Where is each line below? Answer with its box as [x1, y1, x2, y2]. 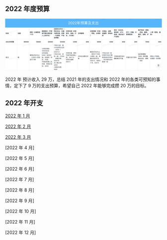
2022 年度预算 [5, 4, 50, 13]
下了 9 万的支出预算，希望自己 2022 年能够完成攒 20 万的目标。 [18, 83, 149, 89]
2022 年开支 [5, 99, 43, 107]
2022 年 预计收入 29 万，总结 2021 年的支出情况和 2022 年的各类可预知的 [5, 76, 157, 82]
